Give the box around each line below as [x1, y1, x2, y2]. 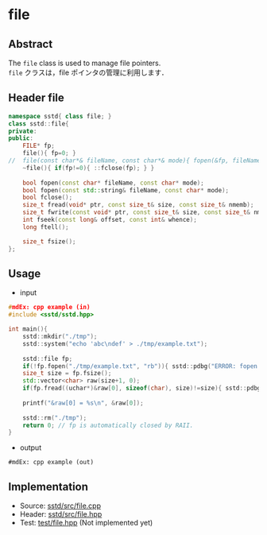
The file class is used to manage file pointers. [8, 58, 161, 68]
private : [8, 127, 37, 135]
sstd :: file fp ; [22, 355, 73, 362]
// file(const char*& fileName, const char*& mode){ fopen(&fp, [8, 157, 229, 165]
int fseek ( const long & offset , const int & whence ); [22, 216, 197, 224]
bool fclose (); [22, 193, 73, 202]
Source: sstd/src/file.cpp [19, 501, 102, 510]
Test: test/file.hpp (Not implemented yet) [19, 518, 153, 528]
